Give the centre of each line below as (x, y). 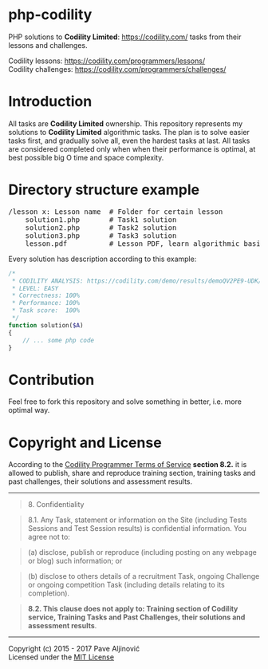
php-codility (50, 15)
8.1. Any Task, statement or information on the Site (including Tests (137, 520)
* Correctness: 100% (46, 296)
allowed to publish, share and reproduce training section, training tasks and (132, 473)
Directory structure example (104, 190)
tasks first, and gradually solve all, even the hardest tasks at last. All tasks (129, 141)
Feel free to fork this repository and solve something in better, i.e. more (125, 402)
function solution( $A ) (46, 325)
